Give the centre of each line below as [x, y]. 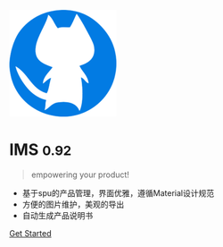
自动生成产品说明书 [58, 215]
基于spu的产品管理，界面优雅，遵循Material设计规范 [118, 192]
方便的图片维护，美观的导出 [73, 204]
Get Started [30, 233]
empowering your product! [80, 175]
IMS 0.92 [41, 150]
